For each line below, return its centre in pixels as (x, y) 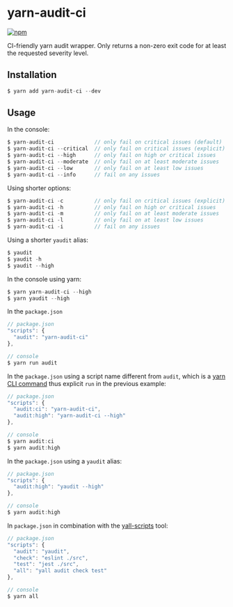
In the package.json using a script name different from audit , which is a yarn (116, 376)
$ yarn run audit (32, 363)
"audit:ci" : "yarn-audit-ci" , (57, 409)
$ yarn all (23, 596)
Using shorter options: (39, 188)
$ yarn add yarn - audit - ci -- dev (54, 91)
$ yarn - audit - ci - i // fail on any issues (83, 227)
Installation (32, 75)
